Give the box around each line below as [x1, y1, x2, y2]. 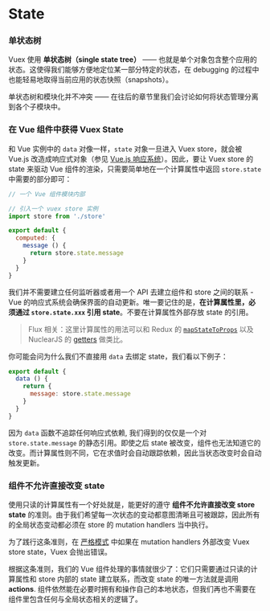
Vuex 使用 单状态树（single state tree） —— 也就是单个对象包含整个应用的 [8, 55, 257, 64]
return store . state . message [29, 249, 125, 257]
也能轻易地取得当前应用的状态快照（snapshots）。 [8, 75, 173, 84]
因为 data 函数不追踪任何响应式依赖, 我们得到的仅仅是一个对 [8, 428, 207, 437]
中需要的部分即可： [8, 174, 72, 183]
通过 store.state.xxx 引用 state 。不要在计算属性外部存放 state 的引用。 [14, 307, 253, 317]
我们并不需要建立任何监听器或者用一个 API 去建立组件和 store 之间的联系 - [8, 287, 254, 297]
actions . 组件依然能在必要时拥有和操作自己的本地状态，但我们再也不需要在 [8, 584, 256, 593]
